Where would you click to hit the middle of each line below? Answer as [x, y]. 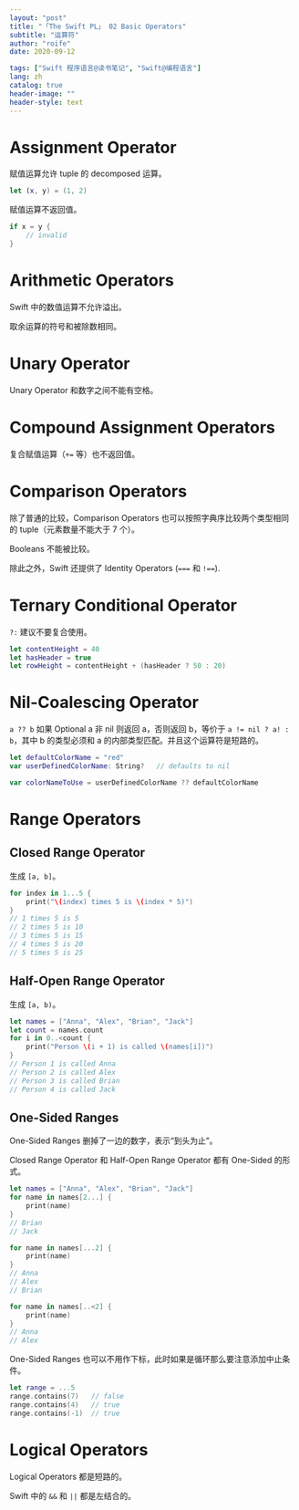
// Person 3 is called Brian [65, 1081]
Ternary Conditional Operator [124, 605]
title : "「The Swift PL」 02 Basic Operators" [98, 26]
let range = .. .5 [42, 1388]
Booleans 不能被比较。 [52, 548]
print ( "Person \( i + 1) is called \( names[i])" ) [120, 1047]
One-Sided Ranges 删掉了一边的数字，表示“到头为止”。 [113, 1140]
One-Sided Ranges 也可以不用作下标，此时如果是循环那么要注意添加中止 [146, 1359]
